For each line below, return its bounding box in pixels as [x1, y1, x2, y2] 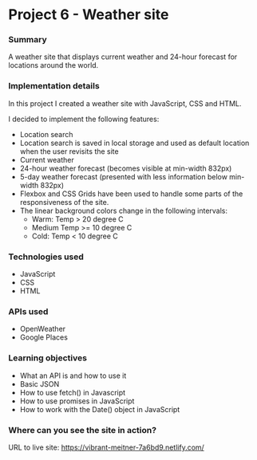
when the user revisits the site [19, 146, 119, 156]
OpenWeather [19, 324, 66, 334]
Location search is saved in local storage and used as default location [19, 138, 250, 147]
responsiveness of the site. [19, 197, 109, 206]
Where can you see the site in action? [8, 424, 157, 435]
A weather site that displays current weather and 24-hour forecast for [8, 52, 238, 61]
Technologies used [8, 251, 84, 262]
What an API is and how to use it [19, 371, 127, 380]
